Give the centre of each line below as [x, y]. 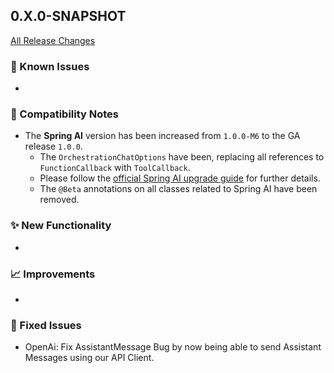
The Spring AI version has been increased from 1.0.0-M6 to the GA [162, 136]
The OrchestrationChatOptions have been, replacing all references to [182, 157]
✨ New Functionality [61, 226]
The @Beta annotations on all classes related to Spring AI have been [178, 189]
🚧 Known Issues [50, 66]
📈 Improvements [53, 274]
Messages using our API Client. [89, 358]
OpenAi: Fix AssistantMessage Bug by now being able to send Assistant [173, 347]
